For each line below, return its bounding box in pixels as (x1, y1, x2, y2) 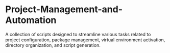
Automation (5, 14, 57, 26)
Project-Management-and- (5, 4, 123, 15)
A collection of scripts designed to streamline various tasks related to (5, 31, 151, 37)
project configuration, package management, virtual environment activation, (5, 37, 165, 43)
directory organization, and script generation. (5, 42, 101, 48)
